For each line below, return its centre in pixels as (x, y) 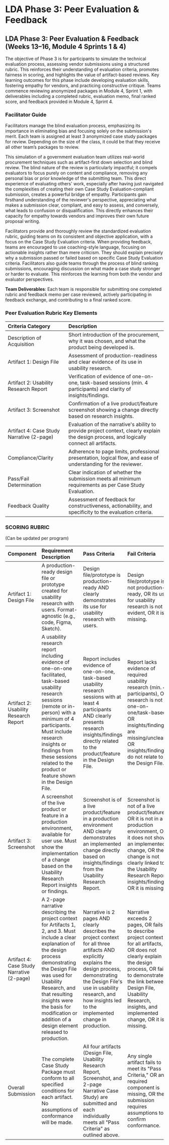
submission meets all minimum (104, 478)
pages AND (97, 918)
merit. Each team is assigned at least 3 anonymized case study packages (81, 136)
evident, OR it (143, 613)
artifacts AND (99, 950)
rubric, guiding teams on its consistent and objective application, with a (79, 236)
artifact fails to (144, 1062)
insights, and (142, 1007)
